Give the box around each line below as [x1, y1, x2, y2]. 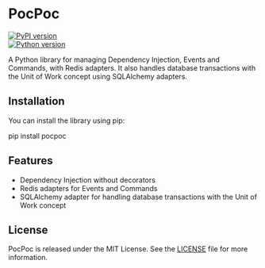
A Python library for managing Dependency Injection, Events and [8, 55, 221, 64]
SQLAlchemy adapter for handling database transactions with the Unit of [19, 192, 258, 201]
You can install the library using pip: [8, 116, 125, 125]
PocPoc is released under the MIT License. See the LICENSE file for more [8, 244, 248, 254]
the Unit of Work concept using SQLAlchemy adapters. [8, 71, 188, 81]
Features [8, 154, 53, 167]
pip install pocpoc [8, 131, 67, 140]
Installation [8, 94, 65, 108]
